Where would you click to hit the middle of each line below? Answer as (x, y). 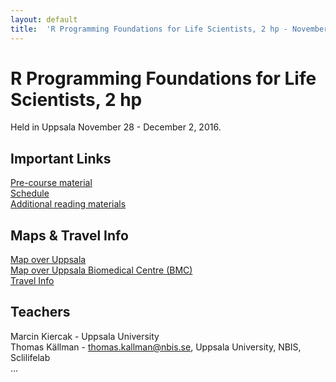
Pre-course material (51, 183)
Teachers (40, 312)
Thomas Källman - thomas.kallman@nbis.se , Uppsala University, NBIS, (156, 347)
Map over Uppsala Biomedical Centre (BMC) (101, 270)
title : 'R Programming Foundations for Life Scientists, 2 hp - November (169, 29)
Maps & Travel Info (69, 235)
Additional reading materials (68, 204)
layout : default (44, 19)
